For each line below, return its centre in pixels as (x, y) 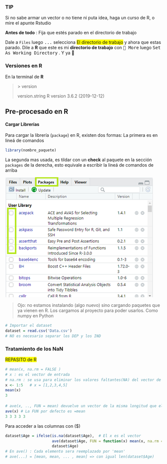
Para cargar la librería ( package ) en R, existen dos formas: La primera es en (82, 135)
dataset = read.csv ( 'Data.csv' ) (39, 331)
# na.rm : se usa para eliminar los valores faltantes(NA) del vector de (83, 380)
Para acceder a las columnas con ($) (43, 426)
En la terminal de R (24, 77)
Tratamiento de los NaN (34, 349)
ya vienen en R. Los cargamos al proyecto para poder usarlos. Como (87, 311)
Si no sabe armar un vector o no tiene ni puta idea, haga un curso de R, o (80, 18)
